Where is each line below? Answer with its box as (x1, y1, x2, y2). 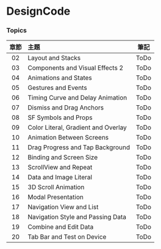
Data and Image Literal (27, 173, 93, 182)
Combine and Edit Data (27, 223, 94, 231)
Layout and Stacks (27, 54, 81, 62)
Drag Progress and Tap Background (27, 143, 130, 152)
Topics (6, 26, 27, 35)
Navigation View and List (27, 203, 99, 212)
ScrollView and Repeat (27, 163, 93, 172)
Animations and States (27, 73, 93, 82)
